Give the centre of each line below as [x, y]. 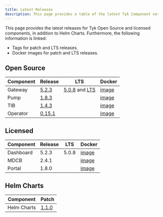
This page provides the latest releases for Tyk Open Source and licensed [78, 28]
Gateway [17, 90]
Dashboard [20, 152]
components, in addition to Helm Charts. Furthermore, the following [72, 33]
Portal [14, 168]
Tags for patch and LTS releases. [45, 48]
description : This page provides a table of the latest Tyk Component [78, 14]
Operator [18, 114]
